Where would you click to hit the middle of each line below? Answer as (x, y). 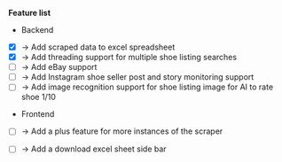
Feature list (29, 13)
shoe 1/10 (39, 97)
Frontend (38, 114)
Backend (37, 30)
